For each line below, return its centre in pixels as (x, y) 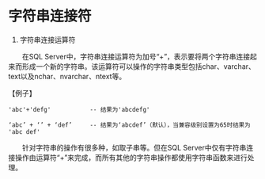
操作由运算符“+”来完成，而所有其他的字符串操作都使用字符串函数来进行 (131, 157)
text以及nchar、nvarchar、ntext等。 (67, 76)
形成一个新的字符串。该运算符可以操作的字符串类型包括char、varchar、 (138, 66)
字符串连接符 (50, 16)
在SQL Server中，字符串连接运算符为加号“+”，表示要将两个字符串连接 (136, 56)
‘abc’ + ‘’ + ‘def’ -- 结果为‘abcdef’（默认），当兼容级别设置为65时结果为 (129, 125)
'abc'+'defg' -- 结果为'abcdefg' (79, 109)
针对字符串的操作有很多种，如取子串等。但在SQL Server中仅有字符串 (134, 147)
